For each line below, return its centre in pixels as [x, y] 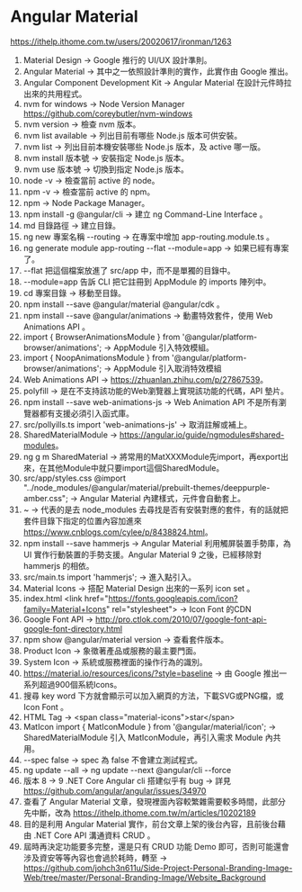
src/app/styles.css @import [75, 478]
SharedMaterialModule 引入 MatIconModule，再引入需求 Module [143, 737]
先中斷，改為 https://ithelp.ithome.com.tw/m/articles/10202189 [139, 813]
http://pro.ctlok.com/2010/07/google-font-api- [181, 619]
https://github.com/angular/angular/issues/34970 [115, 790]
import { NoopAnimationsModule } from [96, 357]
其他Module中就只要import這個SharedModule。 [136, 468]
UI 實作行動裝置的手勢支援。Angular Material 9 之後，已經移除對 [142, 554]
